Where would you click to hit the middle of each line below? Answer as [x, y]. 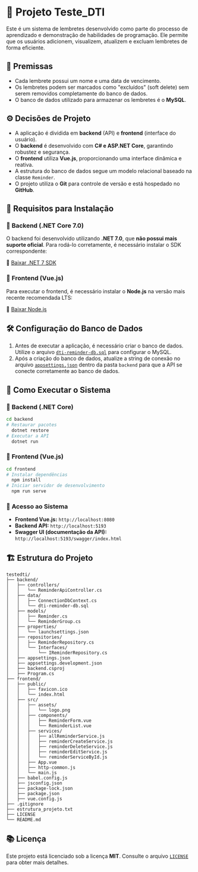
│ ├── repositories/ [34, 637]
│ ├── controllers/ [33, 585]
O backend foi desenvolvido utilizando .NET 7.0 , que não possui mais [92, 238]
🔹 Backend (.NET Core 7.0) [45, 225]
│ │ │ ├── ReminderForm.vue [49, 721]
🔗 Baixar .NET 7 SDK [31, 263]
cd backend [20, 420]
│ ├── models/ [26, 611]
